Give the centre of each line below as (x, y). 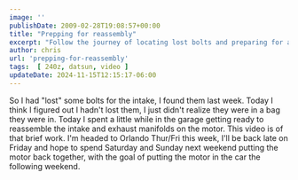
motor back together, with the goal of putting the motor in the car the (135, 157)
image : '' (27, 17)
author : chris (35, 51)
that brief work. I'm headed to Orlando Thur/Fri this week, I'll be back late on (149, 137)
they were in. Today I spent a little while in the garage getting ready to (137, 119)
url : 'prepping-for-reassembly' (69, 59)
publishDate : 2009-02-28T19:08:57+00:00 (85, 26)
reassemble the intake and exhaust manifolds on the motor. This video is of (146, 129)
